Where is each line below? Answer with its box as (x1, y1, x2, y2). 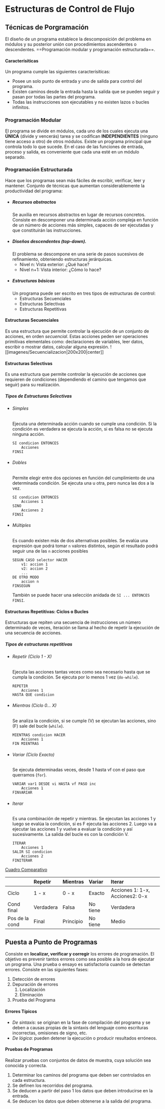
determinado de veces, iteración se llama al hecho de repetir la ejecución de (5, 625, 160, 631)
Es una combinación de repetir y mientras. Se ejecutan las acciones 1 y (12, 816, 156, 822)
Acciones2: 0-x (110, 893, 147, 900)
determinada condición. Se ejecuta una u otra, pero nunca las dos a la (12, 480, 154, 486)
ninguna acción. (12, 431, 45, 437)
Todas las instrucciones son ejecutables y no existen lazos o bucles (12, 99, 150, 105)
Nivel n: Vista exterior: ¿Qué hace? (19, 261, 90, 267)
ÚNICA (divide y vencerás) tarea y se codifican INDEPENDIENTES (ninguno (5, 133, 158, 139)
